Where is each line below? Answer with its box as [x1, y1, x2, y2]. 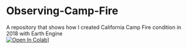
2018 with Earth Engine [6, 30, 63, 37]
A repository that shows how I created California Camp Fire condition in [6, 24, 182, 31]
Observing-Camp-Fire [6, 4, 119, 18]
